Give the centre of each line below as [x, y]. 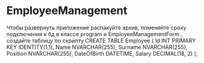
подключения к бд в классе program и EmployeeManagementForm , [95, 34]
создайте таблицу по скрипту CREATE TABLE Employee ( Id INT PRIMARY [101, 40]
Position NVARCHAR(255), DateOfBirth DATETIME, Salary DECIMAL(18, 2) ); [102, 53]
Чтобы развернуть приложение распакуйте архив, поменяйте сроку [96, 28]
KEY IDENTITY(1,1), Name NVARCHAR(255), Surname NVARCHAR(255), [97, 47]
